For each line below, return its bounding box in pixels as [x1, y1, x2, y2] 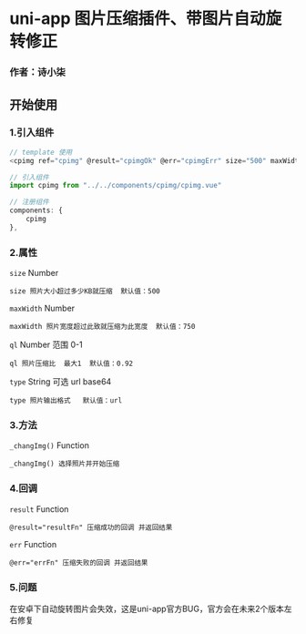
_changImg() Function [9, 440, 89, 451]
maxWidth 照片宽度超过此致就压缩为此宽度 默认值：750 [9, 322, 196, 332]
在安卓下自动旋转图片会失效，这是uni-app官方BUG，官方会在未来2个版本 [9, 603, 284, 614]
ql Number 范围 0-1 [9, 339, 84, 351]
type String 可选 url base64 [9, 376, 112, 387]
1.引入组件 [9, 127, 55, 139]
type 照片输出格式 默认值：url [9, 396, 123, 405]
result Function [9, 503, 69, 515]
